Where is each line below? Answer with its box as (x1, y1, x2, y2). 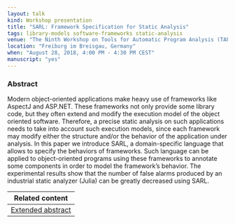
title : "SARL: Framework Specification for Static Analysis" (7, 23, 190, 30)
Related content (13, 193, 69, 203)
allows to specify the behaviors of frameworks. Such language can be (7, 147, 209, 155)
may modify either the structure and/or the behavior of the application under (7, 132, 227, 141)
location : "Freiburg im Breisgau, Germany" (7, 43, 136, 50)
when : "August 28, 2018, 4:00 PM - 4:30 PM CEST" (7, 50, 155, 57)
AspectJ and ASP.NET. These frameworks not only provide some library (7, 102, 215, 111)
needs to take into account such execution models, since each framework (7, 125, 220, 133)
